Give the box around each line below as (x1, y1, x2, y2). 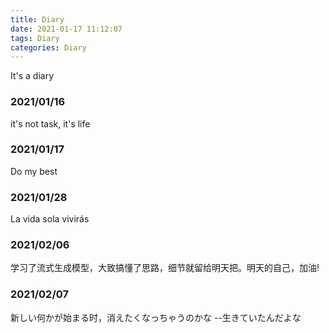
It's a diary (10, 70, 55, 82)
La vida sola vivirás (10, 213, 90, 225)
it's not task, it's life (10, 117, 91, 130)
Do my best (10, 165, 58, 177)
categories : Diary (10, 42, 87, 53)
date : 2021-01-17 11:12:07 (10, 24, 123, 34)
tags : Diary (10, 33, 60, 43)
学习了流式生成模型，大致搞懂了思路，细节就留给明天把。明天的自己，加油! (10, 262, 320, 274)
